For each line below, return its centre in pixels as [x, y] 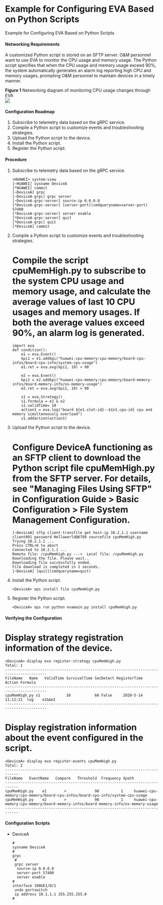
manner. [13, 81]
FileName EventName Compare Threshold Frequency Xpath [70, 778]
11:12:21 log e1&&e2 [30, 699]
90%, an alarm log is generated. [78, 333]
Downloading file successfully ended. [51, 563]
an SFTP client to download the [76, 458]
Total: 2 [14, 765]
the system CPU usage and [68, 281]
